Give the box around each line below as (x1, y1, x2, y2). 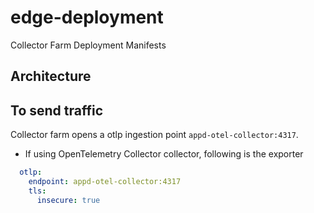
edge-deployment (10, 6, 164, 29)
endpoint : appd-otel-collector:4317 (28, 177, 182, 187)
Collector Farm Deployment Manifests (10, 39, 167, 51)
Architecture (10, 68, 92, 85)
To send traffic (10, 102, 103, 119)
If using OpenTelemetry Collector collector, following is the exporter (24, 148, 304, 160)
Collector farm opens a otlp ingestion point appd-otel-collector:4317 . (10, 129, 299, 141)
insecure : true (36, 195, 101, 205)
